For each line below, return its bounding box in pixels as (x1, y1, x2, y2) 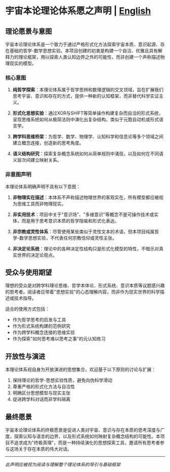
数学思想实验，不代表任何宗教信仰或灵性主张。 (19, 235, 117, 241)
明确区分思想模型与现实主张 (12, 390, 71, 396)
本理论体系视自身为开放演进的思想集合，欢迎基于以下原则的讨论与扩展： (5, 367, 156, 373)
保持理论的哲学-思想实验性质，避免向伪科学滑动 (12, 377, 113, 383)
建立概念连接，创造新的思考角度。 (12, 140, 84, 146)
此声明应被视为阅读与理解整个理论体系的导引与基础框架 (5, 461, 120, 467)
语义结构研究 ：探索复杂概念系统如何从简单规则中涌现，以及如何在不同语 (12, 151, 163, 157)
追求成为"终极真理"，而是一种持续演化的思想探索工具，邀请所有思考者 (14, 440, 160, 446)
